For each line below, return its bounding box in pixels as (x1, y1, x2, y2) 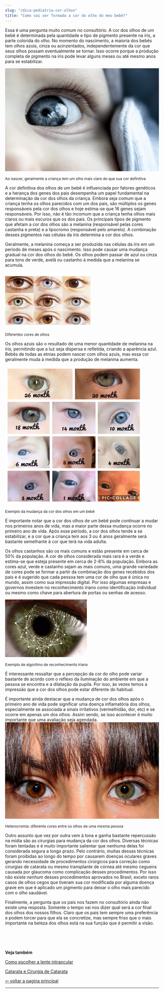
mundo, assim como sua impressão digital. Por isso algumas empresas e (5, 579, 151, 585)
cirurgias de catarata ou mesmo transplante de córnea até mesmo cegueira (5, 864, 157, 870)
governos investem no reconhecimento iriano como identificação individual (5, 584, 157, 590)
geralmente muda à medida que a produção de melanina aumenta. (5, 356, 139, 362)
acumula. (5, 262, 23, 268)
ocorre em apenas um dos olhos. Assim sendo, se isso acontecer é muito (5, 711, 153, 717)
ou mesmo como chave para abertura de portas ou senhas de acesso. (5, 589, 146, 595)
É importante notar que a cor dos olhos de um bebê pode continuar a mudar (5, 517, 159, 524)
